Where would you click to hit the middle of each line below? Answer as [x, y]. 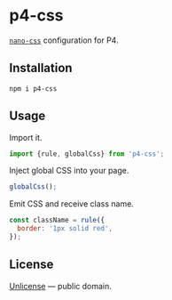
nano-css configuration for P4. [64, 40]
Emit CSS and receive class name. [72, 204]
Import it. [26, 137]
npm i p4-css [33, 89]
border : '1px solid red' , [65, 229]
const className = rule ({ [57, 220]
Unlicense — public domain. [61, 286]
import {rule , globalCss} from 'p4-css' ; [87, 154]
